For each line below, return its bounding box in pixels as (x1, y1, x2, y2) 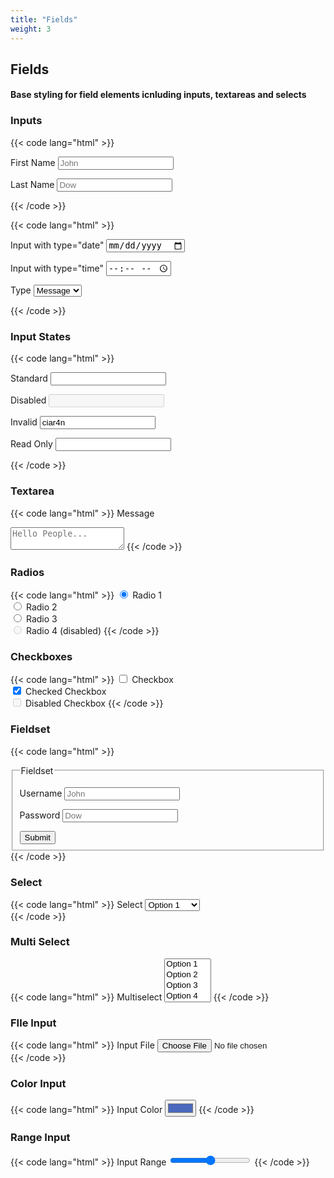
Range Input (10, 1131, 71, 1145)
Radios (10, 565, 45, 579)
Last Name (10, 178, 55, 190)
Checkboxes (10, 649, 73, 663)
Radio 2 (25, 601, 58, 613)
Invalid (10, 416, 38, 428)
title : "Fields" (10, 14, 78, 25)
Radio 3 (25, 613, 58, 625)
